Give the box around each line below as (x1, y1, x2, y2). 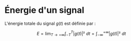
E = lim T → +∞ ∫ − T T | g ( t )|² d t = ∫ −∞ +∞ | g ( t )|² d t (37, 30, 126, 38)
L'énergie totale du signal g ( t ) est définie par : (4, 20, 96, 26)
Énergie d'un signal (4, 5, 85, 16)
